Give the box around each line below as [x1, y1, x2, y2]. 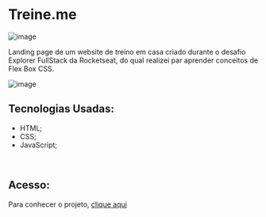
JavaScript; [19, 140, 58, 150]
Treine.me [8, 6, 77, 24]
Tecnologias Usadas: [8, 102, 115, 116]
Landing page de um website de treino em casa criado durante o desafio [8, 47, 246, 56]
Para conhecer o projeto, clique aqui [8, 200, 127, 209]
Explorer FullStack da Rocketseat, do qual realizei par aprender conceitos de [8, 55, 259, 65]
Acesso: [8, 178, 50, 192]
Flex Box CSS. [8, 63, 55, 73]
